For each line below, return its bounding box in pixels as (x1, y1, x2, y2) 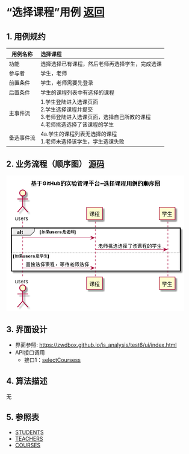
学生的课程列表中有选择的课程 (40, 89, 114, 96)
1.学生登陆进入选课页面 (40, 98, 98, 106)
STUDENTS (14, 429, 44, 436)
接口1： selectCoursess (23, 356, 81, 364)
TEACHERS (14, 435, 43, 442)
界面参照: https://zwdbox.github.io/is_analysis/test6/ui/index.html (14, 341, 177, 348)
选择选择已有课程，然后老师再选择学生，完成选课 (40, 60, 162, 67)
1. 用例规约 (6, 31, 46, 42)
